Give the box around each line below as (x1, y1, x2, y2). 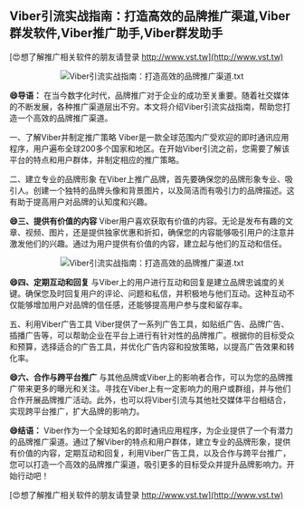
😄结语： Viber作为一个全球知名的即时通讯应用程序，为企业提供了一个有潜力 (9, 425, 294, 436)
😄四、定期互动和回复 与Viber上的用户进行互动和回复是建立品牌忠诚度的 (9, 276, 278, 287)
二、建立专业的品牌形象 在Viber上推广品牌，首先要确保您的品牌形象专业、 (9, 173, 285, 184)
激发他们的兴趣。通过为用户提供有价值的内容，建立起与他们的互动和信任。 (9, 238, 287, 249)
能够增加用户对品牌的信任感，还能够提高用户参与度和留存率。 (16, 299, 247, 310)
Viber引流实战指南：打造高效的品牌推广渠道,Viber (9, 8, 291, 24)
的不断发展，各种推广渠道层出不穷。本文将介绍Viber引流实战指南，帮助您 (9, 101, 283, 111)
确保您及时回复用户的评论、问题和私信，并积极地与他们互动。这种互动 (24, 288, 287, 299)
